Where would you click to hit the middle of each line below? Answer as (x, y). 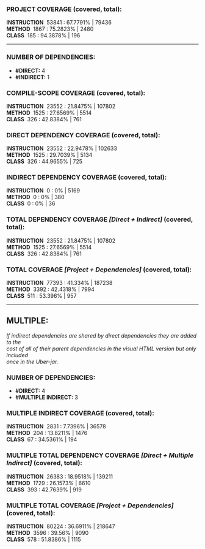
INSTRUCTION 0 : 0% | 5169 (43, 191)
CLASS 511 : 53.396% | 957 (41, 296)
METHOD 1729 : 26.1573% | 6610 (49, 483)
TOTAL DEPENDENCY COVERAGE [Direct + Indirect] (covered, (100, 219)
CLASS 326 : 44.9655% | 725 (45, 162)
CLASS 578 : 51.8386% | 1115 (44, 540)
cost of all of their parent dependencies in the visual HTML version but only (101, 349)
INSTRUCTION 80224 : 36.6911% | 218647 (61, 526)
